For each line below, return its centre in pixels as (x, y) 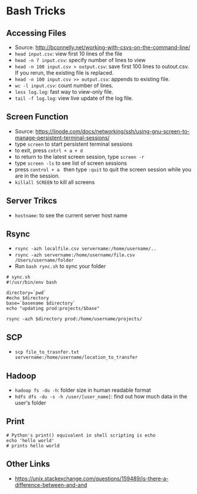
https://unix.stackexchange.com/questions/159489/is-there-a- (92, 478)
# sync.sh (18, 277)
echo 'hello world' (30, 440)
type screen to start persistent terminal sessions (74, 144)
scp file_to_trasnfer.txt (47, 352)
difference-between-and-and (51, 484)
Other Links (28, 464)
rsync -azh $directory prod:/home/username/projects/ (74, 319)
